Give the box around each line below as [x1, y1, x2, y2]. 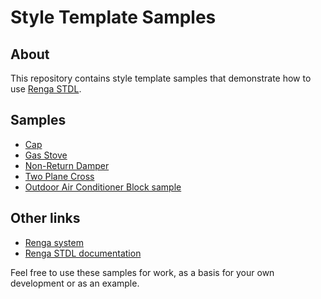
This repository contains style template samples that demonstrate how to [10, 72, 312, 84]
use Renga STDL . [10, 83, 82, 95]
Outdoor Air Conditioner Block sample [24, 181, 182, 193]
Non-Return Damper [24, 159, 110, 171]
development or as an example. [10, 277, 140, 289]
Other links [10, 210, 81, 227]
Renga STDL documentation [24, 247, 142, 259]
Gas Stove [24, 149, 68, 161]
